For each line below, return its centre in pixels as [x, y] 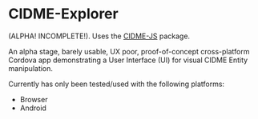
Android [33, 108]
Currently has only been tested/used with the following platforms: [117, 84]
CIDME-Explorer [63, 14]
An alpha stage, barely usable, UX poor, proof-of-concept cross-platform [129, 51]
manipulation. [31, 68]
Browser [34, 99]
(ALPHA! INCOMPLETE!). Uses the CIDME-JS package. [99, 36]
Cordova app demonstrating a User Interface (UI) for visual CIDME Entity [128, 60]
